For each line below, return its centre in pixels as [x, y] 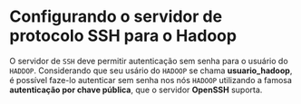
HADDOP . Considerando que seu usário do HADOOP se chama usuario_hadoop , [151, 71]
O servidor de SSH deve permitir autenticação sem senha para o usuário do [149, 61]
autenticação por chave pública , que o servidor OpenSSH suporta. [136, 90]
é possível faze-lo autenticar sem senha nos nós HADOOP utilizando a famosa [151, 80]
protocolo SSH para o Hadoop [123, 36]
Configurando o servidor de [116, 17]
